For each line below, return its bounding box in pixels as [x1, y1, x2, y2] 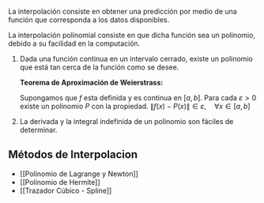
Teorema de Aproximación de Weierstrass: [19, 78, 164, 87]
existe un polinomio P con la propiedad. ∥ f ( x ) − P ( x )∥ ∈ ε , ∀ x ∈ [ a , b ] [19, 102, 251, 111]
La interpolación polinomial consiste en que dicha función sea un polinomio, [8, 31, 255, 39]
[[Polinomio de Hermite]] [19, 177, 100, 186]
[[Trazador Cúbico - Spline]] [19, 186, 112, 195]
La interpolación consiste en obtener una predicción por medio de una [8, 7, 237, 16]
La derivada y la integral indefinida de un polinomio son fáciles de [19, 117, 234, 126]
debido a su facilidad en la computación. [8, 39, 141, 48]
